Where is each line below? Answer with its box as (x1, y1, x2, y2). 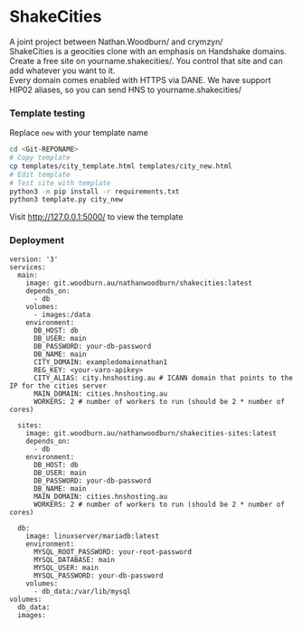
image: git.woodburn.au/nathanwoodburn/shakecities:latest (25, 278, 253, 287)
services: (9, 262, 47, 272)
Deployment (9, 234, 65, 247)
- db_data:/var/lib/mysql (33, 587, 131, 596)
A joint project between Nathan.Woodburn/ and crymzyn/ (9, 36, 223, 47)
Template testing (9, 107, 86, 119)
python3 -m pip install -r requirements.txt (9, 187, 180, 196)
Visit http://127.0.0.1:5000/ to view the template (9, 211, 184, 222)
